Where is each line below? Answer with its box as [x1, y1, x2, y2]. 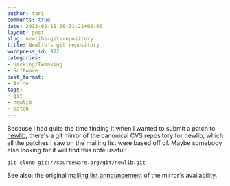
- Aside [7, 80, 30, 87]
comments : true [7, 16, 51, 23]
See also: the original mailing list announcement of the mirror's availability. [7, 171, 218, 179]
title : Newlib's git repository [7, 42, 100, 49]
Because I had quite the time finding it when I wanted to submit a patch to [7, 124, 216, 132]
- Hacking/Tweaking [7, 61, 63, 68]
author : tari [7, 10, 45, 17]
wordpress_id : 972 [7, 49, 60, 55]
